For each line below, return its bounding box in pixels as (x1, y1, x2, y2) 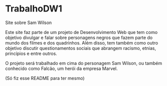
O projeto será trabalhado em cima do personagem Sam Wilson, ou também (5, 60, 162, 66)
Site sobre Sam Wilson (5, 19, 52, 25)
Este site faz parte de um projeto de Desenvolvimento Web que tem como (5, 29, 158, 35)
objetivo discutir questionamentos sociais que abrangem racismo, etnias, (5, 45, 156, 51)
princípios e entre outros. (5, 50, 58, 56)
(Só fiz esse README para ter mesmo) (5, 75, 85, 81)
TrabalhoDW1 (5, 3, 63, 14)
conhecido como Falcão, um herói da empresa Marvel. (5, 65, 118, 71)
